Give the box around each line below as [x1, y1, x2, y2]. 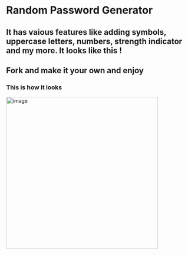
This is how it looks [6, 83, 62, 91]
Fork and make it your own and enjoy [6, 66, 144, 76]
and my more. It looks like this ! [6, 45, 122, 55]
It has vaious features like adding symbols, [6, 27, 167, 37]
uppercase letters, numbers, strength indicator [6, 36, 183, 46]
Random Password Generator [6, 4, 153, 17]
